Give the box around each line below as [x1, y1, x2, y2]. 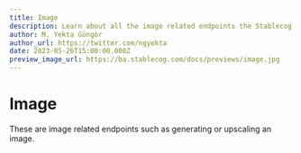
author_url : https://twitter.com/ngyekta [9, 38, 168, 48]
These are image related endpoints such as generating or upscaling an [9, 123, 272, 134]
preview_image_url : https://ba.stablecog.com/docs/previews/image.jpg [9, 55, 280, 64]
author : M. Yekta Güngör [9, 30, 103, 39]
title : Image [9, 13, 59, 22]
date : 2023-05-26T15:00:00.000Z [9, 47, 131, 56]
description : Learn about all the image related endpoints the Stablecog [9, 22, 293, 31]
